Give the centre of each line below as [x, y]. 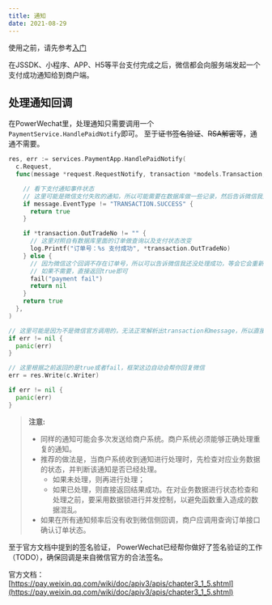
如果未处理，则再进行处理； [99, 479]
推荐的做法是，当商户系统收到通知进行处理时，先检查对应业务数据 [150, 459]
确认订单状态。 [65, 530]
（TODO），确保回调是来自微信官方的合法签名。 [88, 557]
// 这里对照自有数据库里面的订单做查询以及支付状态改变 [110, 241]
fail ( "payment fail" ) [66, 279]
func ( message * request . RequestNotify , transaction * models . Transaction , [141, 175]
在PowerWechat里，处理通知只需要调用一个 [81, 124]
